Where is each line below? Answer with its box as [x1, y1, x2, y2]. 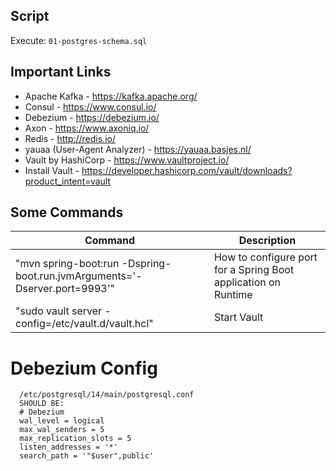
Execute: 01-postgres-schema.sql [10, 34, 148, 46]
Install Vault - [24, 164, 80, 176]
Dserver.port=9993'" [15, 282, 115, 296]
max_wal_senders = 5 [19, 425, 105, 435]
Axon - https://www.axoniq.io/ [24, 122, 150, 134]
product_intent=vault [24, 175, 112, 187]
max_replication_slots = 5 [19, 434, 132, 444]
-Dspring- [121, 257, 172, 271]
